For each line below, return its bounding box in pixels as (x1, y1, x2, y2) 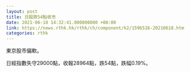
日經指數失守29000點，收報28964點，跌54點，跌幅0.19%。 (6, 60, 151, 67)
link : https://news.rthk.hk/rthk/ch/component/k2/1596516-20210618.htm (6, 25, 184, 31)
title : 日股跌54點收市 (6, 14, 56, 20)
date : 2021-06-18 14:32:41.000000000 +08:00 (6, 19, 116, 25)
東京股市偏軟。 (6, 47, 42, 54)
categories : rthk (6, 30, 49, 36)
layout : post (6, 8, 38, 15)
